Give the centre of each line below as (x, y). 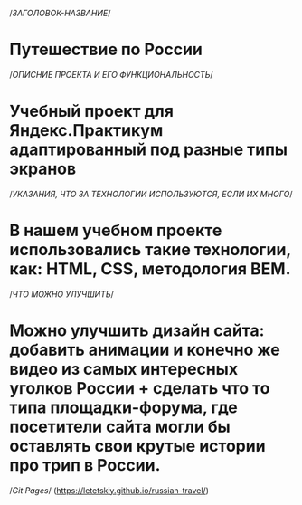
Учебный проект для (92, 111)
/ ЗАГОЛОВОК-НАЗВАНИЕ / (60, 13)
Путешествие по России (106, 50)
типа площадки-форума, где (123, 407)
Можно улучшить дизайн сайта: (137, 330)
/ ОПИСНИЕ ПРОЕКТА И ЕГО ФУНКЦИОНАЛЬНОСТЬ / (112, 74)
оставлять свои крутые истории (137, 446)
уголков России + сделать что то (140, 388)
